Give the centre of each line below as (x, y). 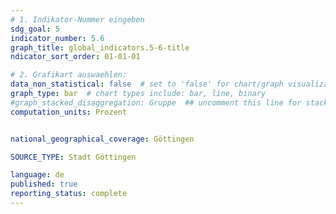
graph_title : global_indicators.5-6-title (100, 47)
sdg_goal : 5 (35, 29)
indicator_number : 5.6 (57, 38)
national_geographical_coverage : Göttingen (102, 139)
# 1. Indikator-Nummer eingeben (77, 19)
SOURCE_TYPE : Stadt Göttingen (73, 157)
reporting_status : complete (69, 194)
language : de (37, 175)
